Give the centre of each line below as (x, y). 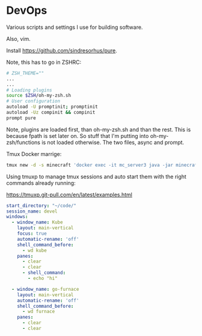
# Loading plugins (29, 90)
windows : (17, 217)
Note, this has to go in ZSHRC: (44, 62)
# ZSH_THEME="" (25, 73)
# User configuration (33, 101)
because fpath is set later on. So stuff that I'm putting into (78, 135)
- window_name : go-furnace (45, 289)
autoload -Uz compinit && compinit (51, 113)
